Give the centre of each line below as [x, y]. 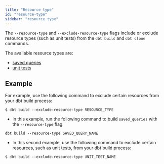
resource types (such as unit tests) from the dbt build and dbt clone [75, 38]
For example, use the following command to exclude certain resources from [82, 96]
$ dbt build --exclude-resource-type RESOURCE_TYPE [59, 110]
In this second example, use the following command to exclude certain [84, 143]
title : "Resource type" [30, 10]
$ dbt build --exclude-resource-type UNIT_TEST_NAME [61, 157]
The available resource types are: [39, 53]
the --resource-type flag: [38, 124]
